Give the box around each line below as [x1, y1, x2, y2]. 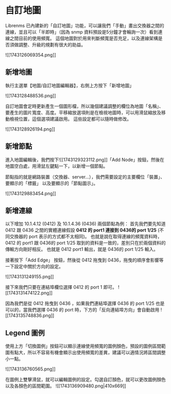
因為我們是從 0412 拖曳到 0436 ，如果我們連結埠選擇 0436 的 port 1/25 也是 [5, 300, 165, 306]
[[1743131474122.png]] [5, 290, 53, 296]
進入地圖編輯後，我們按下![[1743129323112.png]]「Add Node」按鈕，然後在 [5, 156, 164, 163]
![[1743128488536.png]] [5, 92, 56, 98]
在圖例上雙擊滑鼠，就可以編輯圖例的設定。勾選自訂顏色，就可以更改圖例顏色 [5, 377, 166, 383]
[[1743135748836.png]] [5, 312, 54, 319]
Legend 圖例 [5, 328, 45, 337]
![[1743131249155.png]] [5, 274, 54, 280]
